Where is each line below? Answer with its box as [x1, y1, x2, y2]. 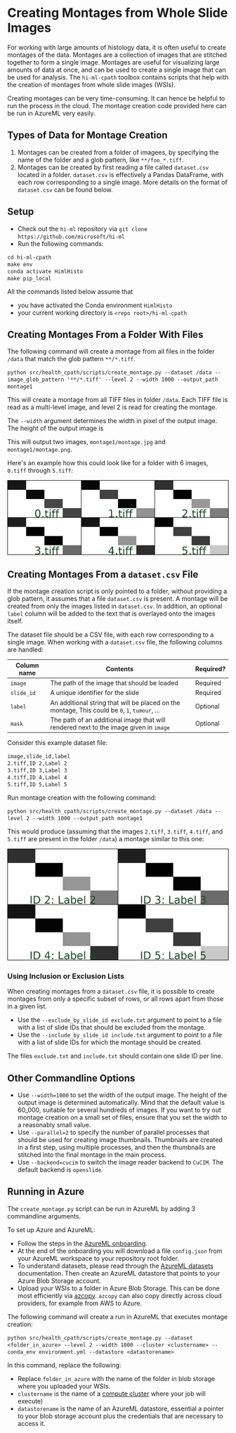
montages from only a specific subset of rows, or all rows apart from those [7, 994, 224, 1003]
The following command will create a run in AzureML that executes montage [7, 1312, 228, 1321]
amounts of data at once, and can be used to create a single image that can [7, 65, 226, 74]
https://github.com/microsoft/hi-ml [17, 233, 125, 240]
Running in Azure [7, 1186, 85, 1198]
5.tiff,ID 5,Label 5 [7, 782, 68, 789]
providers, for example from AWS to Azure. [17, 1299, 143, 1307]
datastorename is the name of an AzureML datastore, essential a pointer [17, 1404, 225, 1413]
